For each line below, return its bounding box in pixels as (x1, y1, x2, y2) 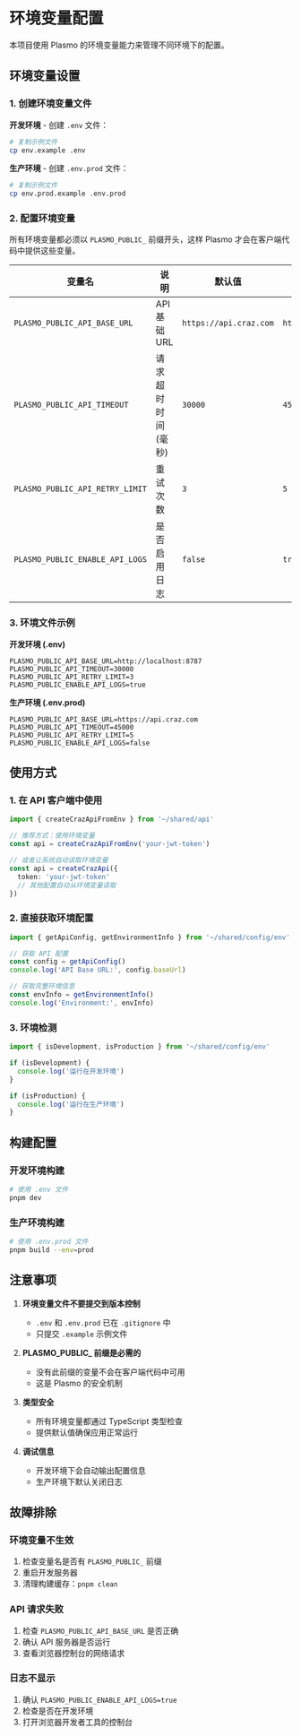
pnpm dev (9, 1193, 42, 1202)
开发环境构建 (9, 1164, 65, 1177)
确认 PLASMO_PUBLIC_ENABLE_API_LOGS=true (21, 1694, 177, 1705)
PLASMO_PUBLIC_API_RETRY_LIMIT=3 (9, 672, 134, 681)
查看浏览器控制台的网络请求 (21, 1647, 125, 1658)
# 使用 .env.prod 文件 (9, 1237, 89, 1246)
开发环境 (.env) (9, 638, 65, 650)
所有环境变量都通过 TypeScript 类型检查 (35, 1415, 184, 1426)
